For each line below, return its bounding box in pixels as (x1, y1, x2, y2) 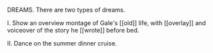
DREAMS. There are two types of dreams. (7, 6, 126, 14)
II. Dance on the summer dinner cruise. (7, 39, 117, 47)
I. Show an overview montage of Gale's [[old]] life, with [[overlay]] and (7, 19, 206, 26)
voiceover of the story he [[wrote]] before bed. (7, 26, 139, 34)
